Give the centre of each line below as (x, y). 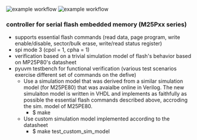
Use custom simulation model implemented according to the (96, 119)
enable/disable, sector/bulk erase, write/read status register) (88, 44)
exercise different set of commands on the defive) (75, 75)
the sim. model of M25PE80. (58, 106)
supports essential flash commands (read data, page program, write (97, 37)
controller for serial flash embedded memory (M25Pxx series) (96, 24)
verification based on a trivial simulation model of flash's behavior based (103, 56)
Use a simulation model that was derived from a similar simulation (103, 81)
